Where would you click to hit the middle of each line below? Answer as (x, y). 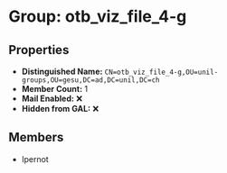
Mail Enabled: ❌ (52, 98)
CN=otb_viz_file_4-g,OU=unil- (161, 72)
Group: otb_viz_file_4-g (98, 17)
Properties (39, 50)
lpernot (35, 159)
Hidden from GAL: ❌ (60, 109)
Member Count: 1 (54, 89)
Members (36, 137)
